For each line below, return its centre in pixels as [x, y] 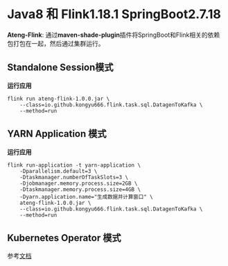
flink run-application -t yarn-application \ [74, 165]
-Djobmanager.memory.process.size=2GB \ [79, 183]
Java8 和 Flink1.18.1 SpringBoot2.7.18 [114, 14]
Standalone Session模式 [60, 68]
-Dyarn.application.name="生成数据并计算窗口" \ [87, 197]
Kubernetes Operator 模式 [64, 238]
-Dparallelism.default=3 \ [59, 171]
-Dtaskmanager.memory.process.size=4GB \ [80, 189]
